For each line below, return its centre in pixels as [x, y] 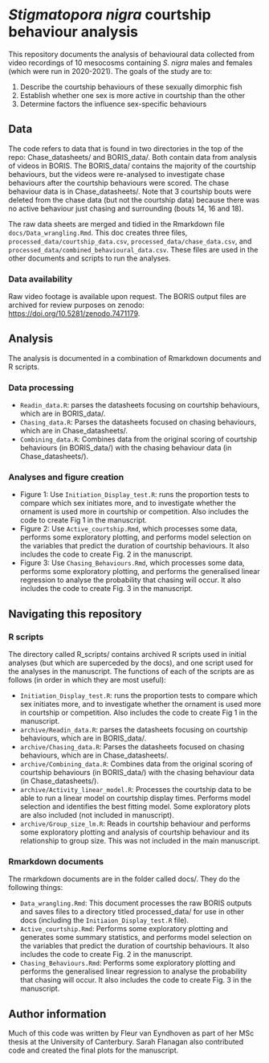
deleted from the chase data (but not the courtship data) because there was [134, 199]
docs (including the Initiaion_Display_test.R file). [104, 920]
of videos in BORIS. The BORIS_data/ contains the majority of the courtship [132, 166]
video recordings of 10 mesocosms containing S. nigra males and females [130, 63]
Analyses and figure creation [66, 478]
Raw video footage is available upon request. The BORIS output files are [127, 297]
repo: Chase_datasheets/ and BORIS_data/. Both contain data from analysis [132, 157]
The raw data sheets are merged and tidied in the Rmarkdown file [116, 224]
